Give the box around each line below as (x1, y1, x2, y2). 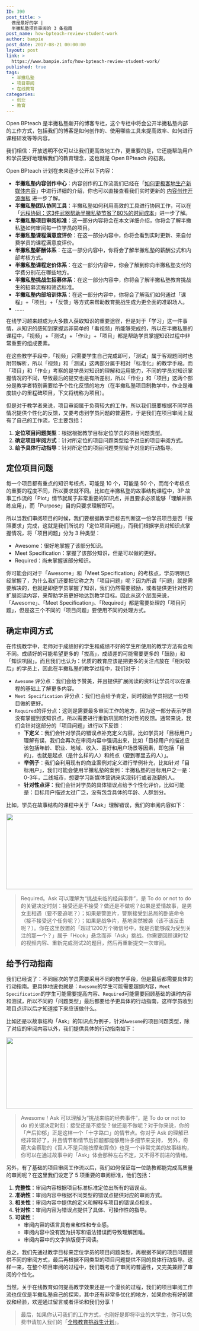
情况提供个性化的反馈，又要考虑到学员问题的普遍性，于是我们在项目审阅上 (6, 409, 188, 416)
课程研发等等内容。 (6, 134, 53, 141)
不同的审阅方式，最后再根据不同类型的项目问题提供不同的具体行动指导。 (11, 1256, 188, 1263)
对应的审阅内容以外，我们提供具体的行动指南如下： (11, 1025, 136, 1032)
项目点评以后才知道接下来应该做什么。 (6, 1005, 99, 1012)
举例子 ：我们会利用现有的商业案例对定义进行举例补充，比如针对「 (23, 759, 185, 766)
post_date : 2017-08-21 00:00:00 (6, 42, 86, 48)
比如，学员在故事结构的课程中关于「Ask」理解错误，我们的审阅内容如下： (6, 802, 187, 809)
